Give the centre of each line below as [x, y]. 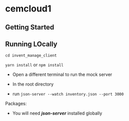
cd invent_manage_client [31, 55]
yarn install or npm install [34, 65]
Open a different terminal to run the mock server [62, 74]
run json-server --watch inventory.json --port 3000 [68, 94]
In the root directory [33, 84]
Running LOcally [31, 44]
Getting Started [30, 27]
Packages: [16, 103]
